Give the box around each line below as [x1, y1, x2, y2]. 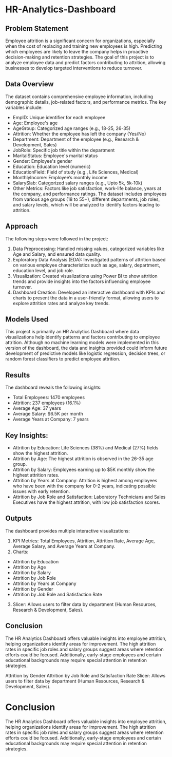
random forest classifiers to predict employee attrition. [5, 356, 121, 362]
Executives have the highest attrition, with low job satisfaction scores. [12, 499, 160, 505]
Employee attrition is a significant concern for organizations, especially [5, 37, 156, 44]
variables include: [5, 104, 43, 110]
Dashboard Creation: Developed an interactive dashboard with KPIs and [12, 289, 165, 295]
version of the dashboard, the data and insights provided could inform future [5, 345, 167, 351]
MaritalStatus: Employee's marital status [12, 153, 98, 159]
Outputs [5, 514, 32, 523]
